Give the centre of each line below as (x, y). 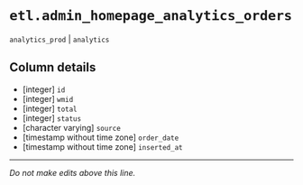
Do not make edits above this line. (73, 172)
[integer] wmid (48, 98)
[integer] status (52, 118)
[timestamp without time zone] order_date (101, 137)
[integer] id (44, 89)
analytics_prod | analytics (60, 39)
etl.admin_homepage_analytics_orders (151, 16)
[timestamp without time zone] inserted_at (102, 146)
